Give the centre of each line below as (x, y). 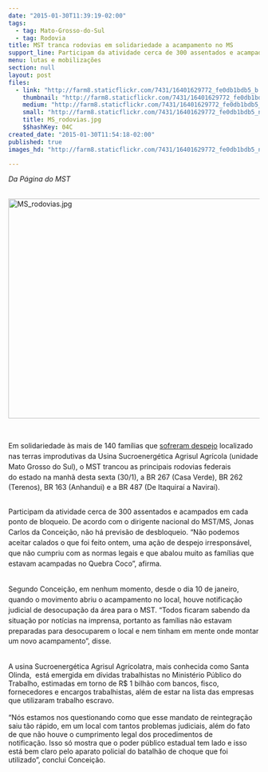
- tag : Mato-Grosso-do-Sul (60, 30)
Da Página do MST (39, 179)
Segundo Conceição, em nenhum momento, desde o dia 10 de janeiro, (124, 589)
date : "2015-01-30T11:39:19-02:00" (67, 16)
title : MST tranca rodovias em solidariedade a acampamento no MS (121, 46)
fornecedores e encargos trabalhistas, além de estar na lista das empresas (131, 692)
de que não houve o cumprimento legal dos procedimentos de (110, 734)
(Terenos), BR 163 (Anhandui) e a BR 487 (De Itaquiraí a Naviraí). (114, 487)
